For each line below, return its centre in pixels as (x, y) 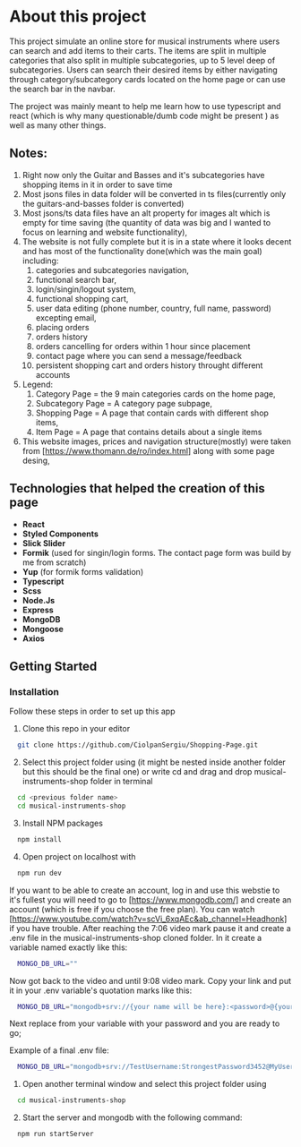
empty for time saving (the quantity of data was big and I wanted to (146, 222)
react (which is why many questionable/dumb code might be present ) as (144, 116)
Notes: (28, 154)
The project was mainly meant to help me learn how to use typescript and (145, 106)
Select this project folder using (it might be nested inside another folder (154, 762)
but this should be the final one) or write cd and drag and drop (137, 772)
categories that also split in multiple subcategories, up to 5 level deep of (142, 60)
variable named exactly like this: (69, 947)
